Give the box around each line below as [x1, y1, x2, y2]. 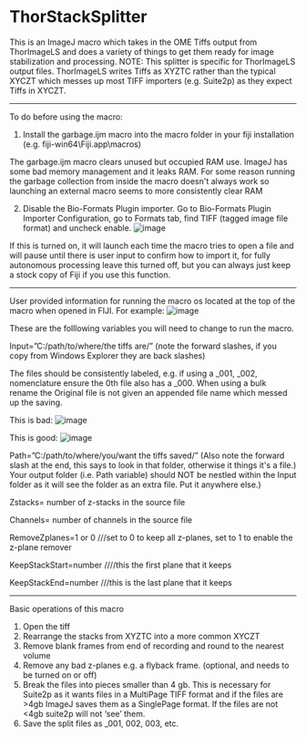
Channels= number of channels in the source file [9, 514, 193, 525]
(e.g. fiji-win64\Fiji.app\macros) [22, 139, 142, 150]
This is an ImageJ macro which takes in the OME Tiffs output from [9, 36, 258, 47]
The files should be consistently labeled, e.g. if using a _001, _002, [9, 368, 258, 379]
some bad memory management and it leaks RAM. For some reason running [9, 166, 296, 177]
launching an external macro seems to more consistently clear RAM [9, 185, 263, 196]
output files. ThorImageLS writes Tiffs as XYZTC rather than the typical [9, 66, 276, 77]
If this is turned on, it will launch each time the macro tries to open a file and [9, 240, 294, 251]
